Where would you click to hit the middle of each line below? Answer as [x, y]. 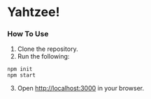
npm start [22, 75]
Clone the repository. [48, 49]
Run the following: [43, 56]
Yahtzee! [34, 12]
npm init [20, 69]
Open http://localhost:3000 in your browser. [81, 89]
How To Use [28, 34]
